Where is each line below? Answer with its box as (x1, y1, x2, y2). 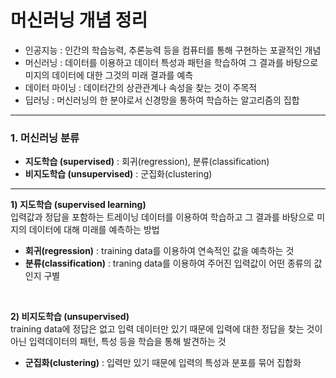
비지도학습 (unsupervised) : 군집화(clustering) (24, 168, 213, 180)
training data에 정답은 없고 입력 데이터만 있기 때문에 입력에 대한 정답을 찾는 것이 (10, 323, 323, 335)
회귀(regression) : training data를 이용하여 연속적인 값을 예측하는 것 (24, 245, 295, 257)
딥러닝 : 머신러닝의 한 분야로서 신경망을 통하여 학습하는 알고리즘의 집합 (24, 94, 300, 106)
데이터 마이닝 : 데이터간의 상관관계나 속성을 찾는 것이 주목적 (24, 81, 258, 93)
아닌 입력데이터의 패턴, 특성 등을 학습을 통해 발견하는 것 (10, 336, 227, 348)
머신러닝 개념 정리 (10, 9, 148, 32)
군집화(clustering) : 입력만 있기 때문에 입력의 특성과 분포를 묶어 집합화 (24, 357, 302, 369)
